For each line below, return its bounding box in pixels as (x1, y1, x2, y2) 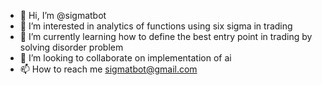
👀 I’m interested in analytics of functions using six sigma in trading (19, 20, 293, 32)
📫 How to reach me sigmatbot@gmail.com (19, 63, 198, 75)
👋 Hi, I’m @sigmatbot (19, 10, 107, 21)
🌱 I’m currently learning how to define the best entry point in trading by (19, 31, 313, 42)
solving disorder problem (19, 41, 124, 53)
